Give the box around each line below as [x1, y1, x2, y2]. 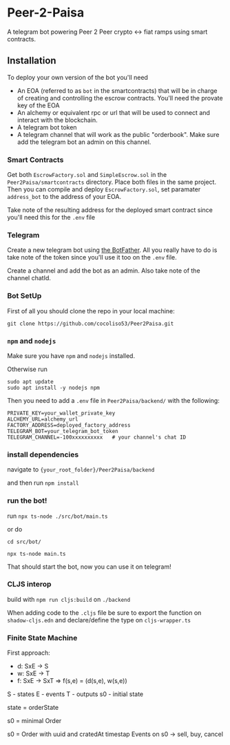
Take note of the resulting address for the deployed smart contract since [7, 206, 213, 214]
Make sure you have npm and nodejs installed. [7, 351, 136, 359]
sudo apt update [7, 378, 54, 385]
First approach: [7, 649, 50, 657]
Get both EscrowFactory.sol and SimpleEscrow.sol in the [7, 171, 167, 179]
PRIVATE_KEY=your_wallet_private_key [7, 410, 116, 417]
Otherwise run [7, 365, 48, 373]
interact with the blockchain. [17, 116, 98, 124]
